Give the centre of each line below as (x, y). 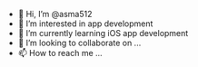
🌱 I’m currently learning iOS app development (103, 33)
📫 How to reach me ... (60, 53)
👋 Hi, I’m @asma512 (55, 14)
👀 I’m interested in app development (85, 24)
